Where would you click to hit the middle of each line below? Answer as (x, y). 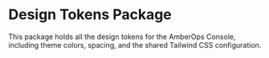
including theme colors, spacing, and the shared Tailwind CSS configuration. (135, 44)
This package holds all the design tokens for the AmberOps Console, (122, 37)
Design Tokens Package (90, 15)
